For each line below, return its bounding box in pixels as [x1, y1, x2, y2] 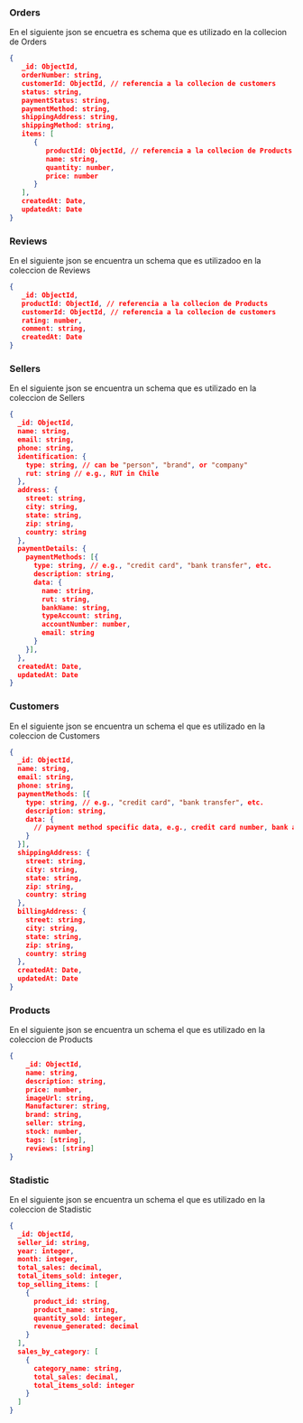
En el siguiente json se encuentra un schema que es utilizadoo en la [9, 256, 262, 266]
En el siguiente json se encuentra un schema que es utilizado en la [9, 383, 257, 394]
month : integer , [17, 1255, 78, 1264]
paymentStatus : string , [21, 96, 111, 105]
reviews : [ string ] [25, 1144, 95, 1153]
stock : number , [25, 1127, 83, 1137]
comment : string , [21, 324, 87, 333]
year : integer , [17, 1246, 75, 1256]
